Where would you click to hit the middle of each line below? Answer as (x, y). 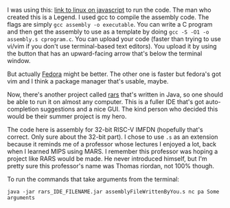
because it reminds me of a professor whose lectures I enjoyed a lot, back (112, 144)
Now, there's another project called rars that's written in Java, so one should (115, 94)
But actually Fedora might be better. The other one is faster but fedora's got (114, 74)
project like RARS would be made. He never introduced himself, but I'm (107, 159)
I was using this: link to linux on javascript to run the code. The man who (109, 10)
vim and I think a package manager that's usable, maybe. (88, 81)
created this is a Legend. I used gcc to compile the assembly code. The (108, 17)
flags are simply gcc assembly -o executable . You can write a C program (110, 24)
